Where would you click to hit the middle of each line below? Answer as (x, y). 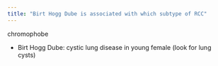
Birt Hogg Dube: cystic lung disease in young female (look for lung (114, 47)
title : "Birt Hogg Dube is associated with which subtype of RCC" (107, 14)
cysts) (27, 55)
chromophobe (28, 34)
